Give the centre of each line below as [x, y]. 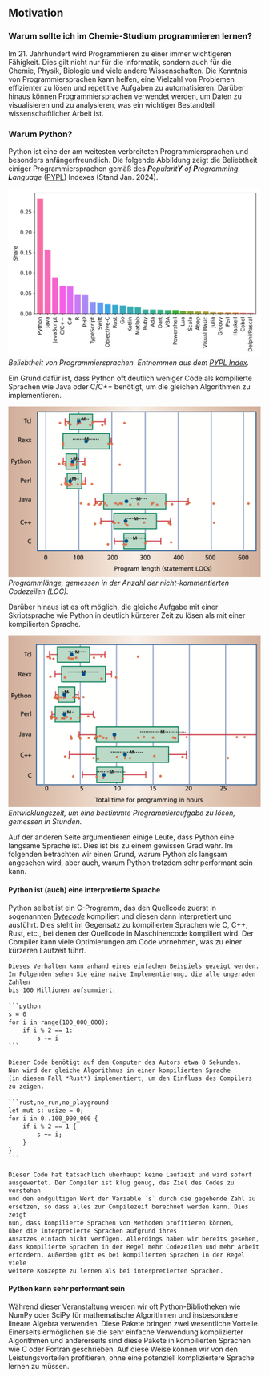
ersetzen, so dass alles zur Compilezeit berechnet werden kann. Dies [128, 1207]
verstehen [25, 1191]
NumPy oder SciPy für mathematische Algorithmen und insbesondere [123, 1314]
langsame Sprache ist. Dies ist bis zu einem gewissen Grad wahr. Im [121, 846]
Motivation [36, 13]
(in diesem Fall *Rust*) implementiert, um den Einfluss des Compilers [130, 1078]
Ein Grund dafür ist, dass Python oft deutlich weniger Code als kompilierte [130, 378]
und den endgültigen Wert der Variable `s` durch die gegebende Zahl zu [132, 1199]
